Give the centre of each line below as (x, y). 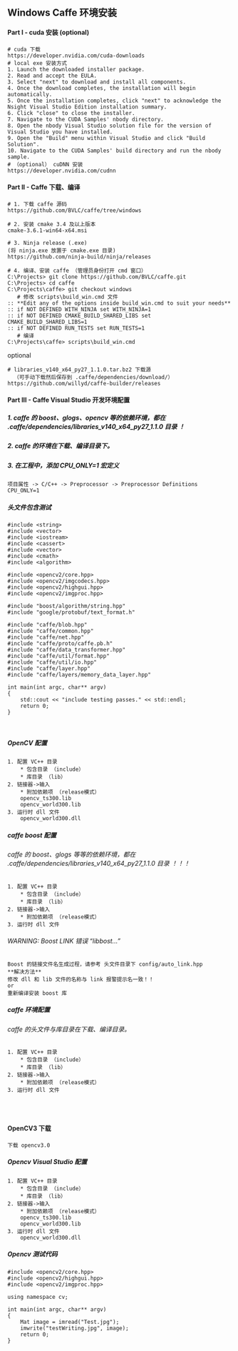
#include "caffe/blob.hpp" (47, 625)
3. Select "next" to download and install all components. (97, 82)
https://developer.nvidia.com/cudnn (62, 171)
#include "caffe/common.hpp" (51, 631)
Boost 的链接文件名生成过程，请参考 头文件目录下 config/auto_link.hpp (105, 964)
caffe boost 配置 (32, 835)
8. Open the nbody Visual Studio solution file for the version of (110, 126)
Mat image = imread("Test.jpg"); (70, 1322)
